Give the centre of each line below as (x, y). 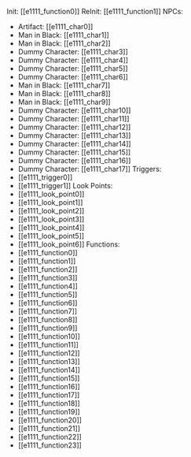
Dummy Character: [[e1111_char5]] (73, 69)
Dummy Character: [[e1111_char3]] (73, 52)
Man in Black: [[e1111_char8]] (64, 93)
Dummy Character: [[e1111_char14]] (74, 144)
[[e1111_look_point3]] (51, 219)
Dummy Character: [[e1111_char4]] (73, 60)
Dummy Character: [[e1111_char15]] (74, 152)
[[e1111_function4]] (48, 286)
